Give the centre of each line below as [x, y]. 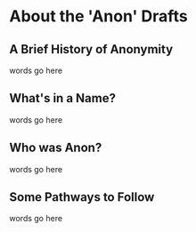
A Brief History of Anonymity [91, 49]
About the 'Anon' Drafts [99, 16]
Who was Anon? [56, 148]
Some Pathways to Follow [82, 197]
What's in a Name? [62, 98]
